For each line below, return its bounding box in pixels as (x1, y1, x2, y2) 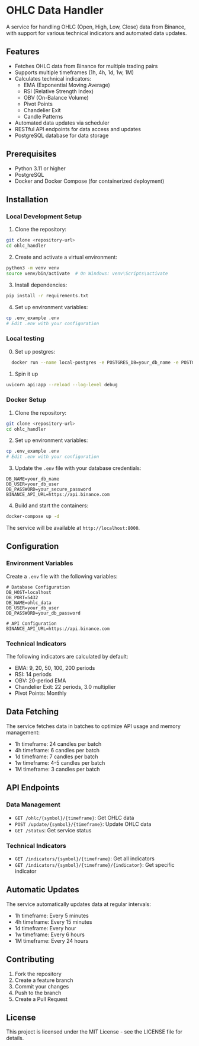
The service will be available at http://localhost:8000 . (6, 524, 140, 532)
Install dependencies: (14, 281, 68, 288)
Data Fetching (6, 707, 59, 717)
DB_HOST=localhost (6, 589, 52, 595)
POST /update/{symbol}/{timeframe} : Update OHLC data (14, 820, 152, 828)
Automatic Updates (6, 885, 79, 895)
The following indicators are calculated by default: (6, 653, 129, 660)
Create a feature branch (14, 977, 73, 984)
